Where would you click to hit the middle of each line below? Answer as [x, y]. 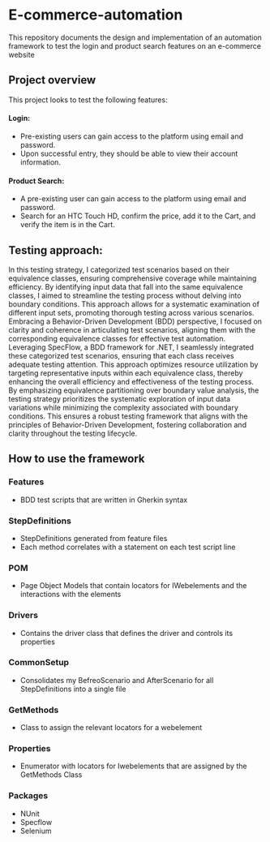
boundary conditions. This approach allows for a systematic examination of [134, 304]
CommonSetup [39, 663]
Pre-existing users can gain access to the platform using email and [132, 136]
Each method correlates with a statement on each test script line [128, 547]
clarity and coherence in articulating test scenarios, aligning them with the [132, 329]
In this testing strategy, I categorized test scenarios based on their [119, 269]
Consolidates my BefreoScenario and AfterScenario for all [117, 680]
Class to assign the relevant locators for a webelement [111, 728]
